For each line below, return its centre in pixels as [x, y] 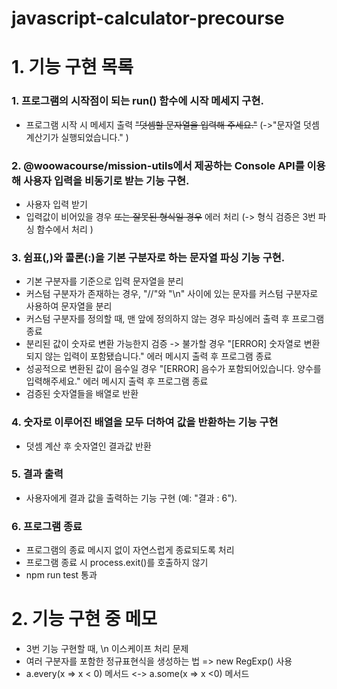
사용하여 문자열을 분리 [69, 306]
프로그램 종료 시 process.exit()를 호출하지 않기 [117, 563]
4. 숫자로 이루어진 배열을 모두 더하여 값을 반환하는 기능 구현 [145, 422]
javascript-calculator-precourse [148, 18]
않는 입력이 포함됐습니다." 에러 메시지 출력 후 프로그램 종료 [158, 356]
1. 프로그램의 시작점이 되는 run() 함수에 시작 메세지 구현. [137, 101]
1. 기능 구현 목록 [72, 67]
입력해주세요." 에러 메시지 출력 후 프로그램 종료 [117, 381]
